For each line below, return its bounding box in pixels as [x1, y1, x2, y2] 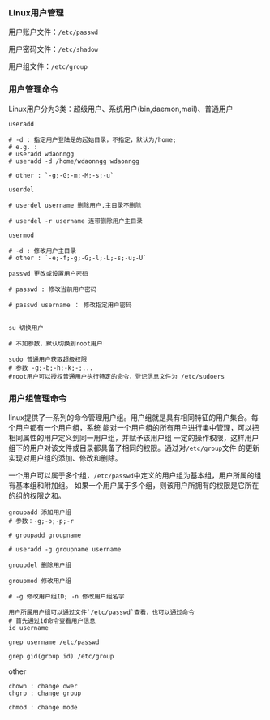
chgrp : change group [8, 689, 82, 697]
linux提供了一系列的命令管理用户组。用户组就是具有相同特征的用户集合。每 [8, 412, 259, 422]
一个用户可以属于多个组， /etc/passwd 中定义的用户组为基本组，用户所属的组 [8, 470, 262, 480]
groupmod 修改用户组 [8, 576, 71, 585]
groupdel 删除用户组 [8, 561, 71, 569]
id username [8, 624, 49, 632]
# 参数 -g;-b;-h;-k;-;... [8, 363, 93, 372]
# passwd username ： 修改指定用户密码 [8, 301, 132, 309]
